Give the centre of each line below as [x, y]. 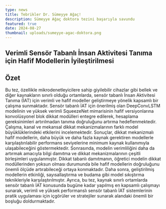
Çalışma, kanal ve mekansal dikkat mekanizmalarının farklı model [72, 127]
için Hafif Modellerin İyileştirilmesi [60, 61]
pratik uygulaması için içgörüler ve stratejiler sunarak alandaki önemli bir [79, 196]
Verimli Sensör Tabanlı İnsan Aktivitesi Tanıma [79, 53]
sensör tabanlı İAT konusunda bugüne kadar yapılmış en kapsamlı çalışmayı [83, 186]
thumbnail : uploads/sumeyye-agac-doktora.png [53, 33]
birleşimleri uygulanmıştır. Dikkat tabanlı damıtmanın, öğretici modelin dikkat [83, 159]
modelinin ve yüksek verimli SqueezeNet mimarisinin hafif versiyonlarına [80, 111]
